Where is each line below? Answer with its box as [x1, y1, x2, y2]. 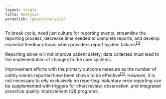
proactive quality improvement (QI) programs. [5, 88, 99, 94]
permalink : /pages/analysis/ [5, 16, 66, 21]
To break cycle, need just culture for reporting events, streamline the [5, 30, 146, 36]
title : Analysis [5, 12, 39, 17]
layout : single [5, 7, 37, 12]
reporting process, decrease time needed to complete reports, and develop [5, 35, 160, 41]
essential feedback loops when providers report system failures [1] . [5, 41, 142, 48]
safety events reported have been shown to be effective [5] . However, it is [5, 72, 156, 78]
